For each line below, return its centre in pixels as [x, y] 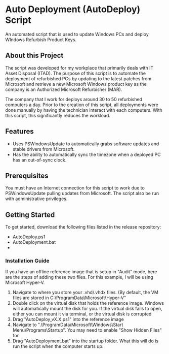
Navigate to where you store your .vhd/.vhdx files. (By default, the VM [85, 293]
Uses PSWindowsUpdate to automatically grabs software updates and [86, 144]
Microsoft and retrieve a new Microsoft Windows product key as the [76, 84]
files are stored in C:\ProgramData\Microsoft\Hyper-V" [69, 298]
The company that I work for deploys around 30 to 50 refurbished [74, 99]
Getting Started [30, 215]
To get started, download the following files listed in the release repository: [83, 227]
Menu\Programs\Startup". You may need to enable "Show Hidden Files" [87, 330]
